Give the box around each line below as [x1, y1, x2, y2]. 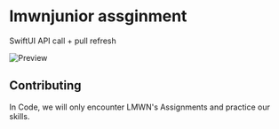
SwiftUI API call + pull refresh [9, 35, 117, 46]
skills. [9, 110, 30, 121]
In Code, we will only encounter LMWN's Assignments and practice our [9, 102, 271, 112]
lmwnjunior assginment [9, 6, 187, 27]
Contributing [9, 78, 82, 94]
